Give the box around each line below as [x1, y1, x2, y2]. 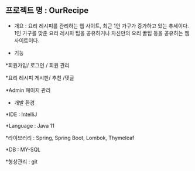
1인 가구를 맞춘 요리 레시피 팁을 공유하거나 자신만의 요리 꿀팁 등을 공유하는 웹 [13, 29, 190, 36]
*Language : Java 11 [5, 122, 55, 129]
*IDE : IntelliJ [5, 111, 37, 118]
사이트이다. [13, 37, 40, 44]
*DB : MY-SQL [5, 146, 41, 153]
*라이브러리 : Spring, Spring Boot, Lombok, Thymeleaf [5, 134, 135, 141]
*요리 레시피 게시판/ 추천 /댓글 [5, 74, 74, 81]
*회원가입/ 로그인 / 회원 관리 [5, 61, 70, 69]
